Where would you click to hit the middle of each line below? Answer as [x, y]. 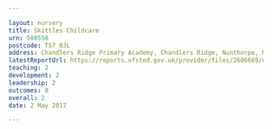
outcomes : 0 [28, 90]
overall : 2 [27, 98]
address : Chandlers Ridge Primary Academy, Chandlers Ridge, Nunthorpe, [134, 53]
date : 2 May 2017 [38, 106]
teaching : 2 [28, 68]
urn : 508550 [28, 38]
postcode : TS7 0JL [39, 45]
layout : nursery [36, 23]
